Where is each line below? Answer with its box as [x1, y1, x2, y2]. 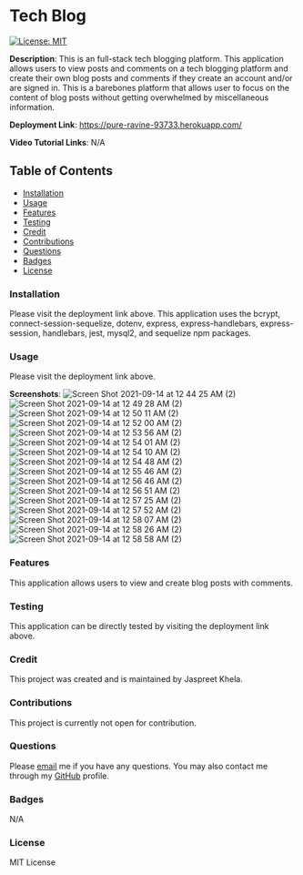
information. [9, 101, 56, 112]
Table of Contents [9, 163, 114, 178]
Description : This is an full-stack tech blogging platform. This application [9, 53, 285, 64]
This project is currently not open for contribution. [9, 717, 197, 728]
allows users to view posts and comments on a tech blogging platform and [9, 63, 288, 74]
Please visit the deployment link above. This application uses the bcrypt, [9, 309, 280, 320]
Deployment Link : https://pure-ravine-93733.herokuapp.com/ [9, 119, 243, 130]
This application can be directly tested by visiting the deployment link [9, 620, 269, 631]
